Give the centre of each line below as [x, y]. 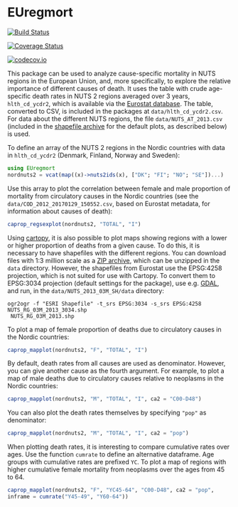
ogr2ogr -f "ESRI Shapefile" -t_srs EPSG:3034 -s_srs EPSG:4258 [104, 304]
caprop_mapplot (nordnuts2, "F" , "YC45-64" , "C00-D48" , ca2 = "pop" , [111, 490]
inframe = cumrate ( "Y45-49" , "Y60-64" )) [68, 497]
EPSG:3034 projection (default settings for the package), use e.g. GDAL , [113, 283]
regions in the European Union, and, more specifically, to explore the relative [119, 81]
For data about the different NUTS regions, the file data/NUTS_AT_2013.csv [115, 119]
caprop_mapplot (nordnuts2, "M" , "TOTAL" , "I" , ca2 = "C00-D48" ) [104, 399]
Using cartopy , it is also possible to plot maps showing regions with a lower [117, 238]
